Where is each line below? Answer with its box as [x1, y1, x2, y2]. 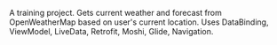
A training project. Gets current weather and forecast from [9, 8, 222, 18]
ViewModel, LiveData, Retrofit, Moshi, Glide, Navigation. [9, 26, 214, 36]
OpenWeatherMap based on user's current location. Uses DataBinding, [9, 17, 269, 27]
